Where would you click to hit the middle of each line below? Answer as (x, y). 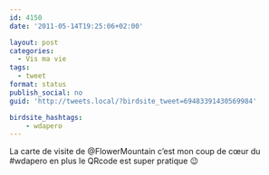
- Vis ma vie (42, 60)
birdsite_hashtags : (46, 117)
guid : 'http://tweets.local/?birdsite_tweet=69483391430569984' (133, 101)
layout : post (34, 42)
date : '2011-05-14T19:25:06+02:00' (77, 26)
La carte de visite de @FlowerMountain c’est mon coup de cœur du (135, 152)
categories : (32, 51)
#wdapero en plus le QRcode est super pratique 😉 (104, 161)
